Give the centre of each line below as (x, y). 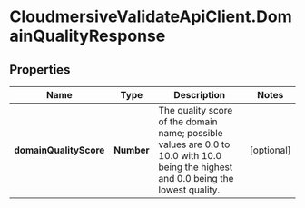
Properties (40, 69)
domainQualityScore (59, 150)
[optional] (270, 150)
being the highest (196, 167)
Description (200, 95)
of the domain (188, 122)
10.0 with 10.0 (190, 156)
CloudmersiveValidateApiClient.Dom (151, 17)
